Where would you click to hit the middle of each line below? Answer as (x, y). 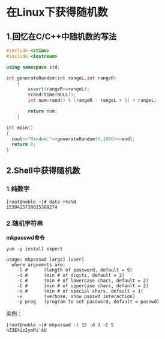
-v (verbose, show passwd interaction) (76, 297)
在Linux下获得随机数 (57, 12)
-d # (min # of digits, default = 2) (71, 275)
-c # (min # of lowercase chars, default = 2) (83, 281)
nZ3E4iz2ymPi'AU (26, 331)
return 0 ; (24, 145)
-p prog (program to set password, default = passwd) (88, 302)
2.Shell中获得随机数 (43, 170)
